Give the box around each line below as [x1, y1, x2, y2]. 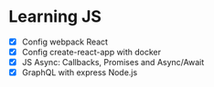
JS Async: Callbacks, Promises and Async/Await [21, 57, 205, 68]
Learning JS [8, 6, 102, 27]
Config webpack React [21, 36, 109, 47]
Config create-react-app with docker [21, 47, 162, 57]
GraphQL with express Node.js [21, 67, 138, 78]
